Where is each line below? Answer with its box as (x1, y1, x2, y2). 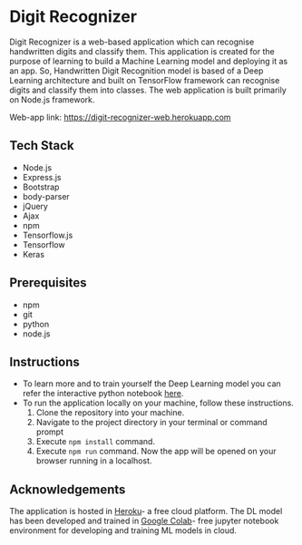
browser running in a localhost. (35, 455, 152, 466)
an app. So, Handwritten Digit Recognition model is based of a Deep (9, 65, 264, 76)
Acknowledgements (9, 482, 126, 497)
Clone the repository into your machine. (35, 407, 185, 418)
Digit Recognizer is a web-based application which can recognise (9, 36, 255, 47)
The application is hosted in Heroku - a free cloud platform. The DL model (9, 506, 283, 517)
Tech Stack (9, 138, 74, 153)
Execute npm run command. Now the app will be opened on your (35, 446, 277, 457)
